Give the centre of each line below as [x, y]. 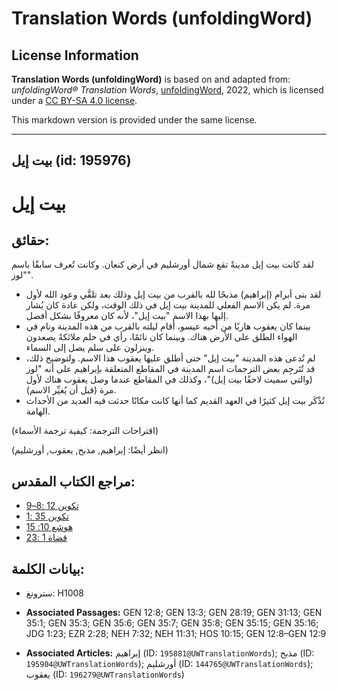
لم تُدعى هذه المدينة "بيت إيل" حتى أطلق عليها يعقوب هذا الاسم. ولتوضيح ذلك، [170, 358]
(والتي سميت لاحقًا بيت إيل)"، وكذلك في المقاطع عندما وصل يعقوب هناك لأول [169, 379]
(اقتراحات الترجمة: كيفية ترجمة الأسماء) [85, 431]
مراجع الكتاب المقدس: [73, 481]
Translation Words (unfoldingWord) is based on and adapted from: [151, 79]
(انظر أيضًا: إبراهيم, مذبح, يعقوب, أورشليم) [90, 450]
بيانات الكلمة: [48, 568]
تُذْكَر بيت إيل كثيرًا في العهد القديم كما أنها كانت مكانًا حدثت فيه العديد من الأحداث [175, 401]
